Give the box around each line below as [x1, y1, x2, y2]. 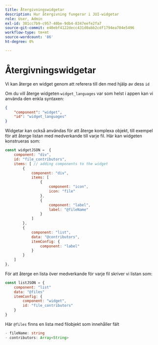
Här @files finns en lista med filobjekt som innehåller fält [5, 321, 119, 327]
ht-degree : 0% [5, 39, 34, 44]
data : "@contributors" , [31, 234, 80, 239]
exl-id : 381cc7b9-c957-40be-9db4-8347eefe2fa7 [5, 21, 102, 26]
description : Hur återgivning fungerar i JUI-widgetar [5, 12, 119, 17]
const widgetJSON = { [5, 148, 51, 153]
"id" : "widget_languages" [14, 114, 67, 119]
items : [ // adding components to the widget [14, 161, 109, 166]
